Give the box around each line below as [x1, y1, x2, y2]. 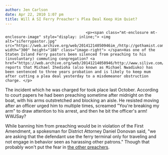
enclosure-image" [5, 34, 41, 40]
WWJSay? [5, 113, 26, 120]
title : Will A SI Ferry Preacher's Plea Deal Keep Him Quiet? [5, 16, 137, 21]
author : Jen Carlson [5, 7, 48, 12]
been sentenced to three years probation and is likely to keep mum [5, 69, 151, 75]
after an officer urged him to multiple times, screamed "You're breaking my [5, 103, 159, 109]
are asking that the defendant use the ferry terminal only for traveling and [5, 134, 156, 140]
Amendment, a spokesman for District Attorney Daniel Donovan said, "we [5, 128, 156, 135]
